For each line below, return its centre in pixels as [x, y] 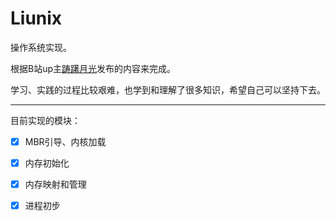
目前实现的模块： [45, 120]
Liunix [36, 18]
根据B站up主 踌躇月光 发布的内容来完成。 [93, 68]
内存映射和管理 [55, 184]
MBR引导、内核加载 [65, 141]
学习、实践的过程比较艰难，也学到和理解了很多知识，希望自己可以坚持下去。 [168, 89]
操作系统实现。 [41, 47]
